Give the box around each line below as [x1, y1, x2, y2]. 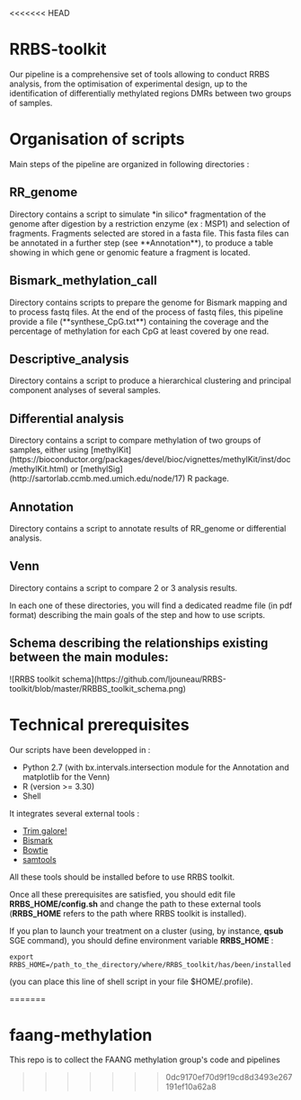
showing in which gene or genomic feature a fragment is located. [9, 246, 251, 257]
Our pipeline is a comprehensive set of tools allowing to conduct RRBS [9, 68, 270, 79]
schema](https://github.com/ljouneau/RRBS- [61, 674, 226, 684]
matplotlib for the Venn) [22, 771, 111, 782]
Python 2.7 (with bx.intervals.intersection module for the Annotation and [22, 762, 289, 773]
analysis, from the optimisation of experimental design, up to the [9, 78, 248, 89]
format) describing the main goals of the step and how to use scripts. [9, 609, 266, 620]
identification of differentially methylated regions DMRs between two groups [9, 87, 292, 98]
